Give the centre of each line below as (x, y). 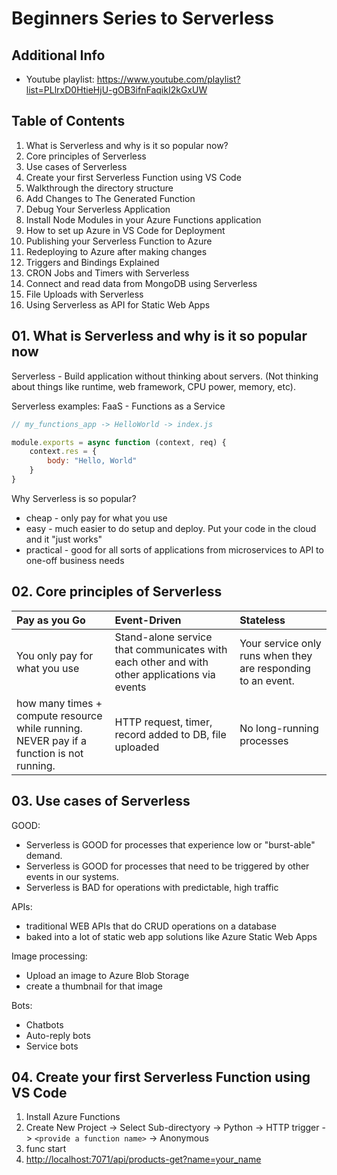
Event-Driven (148, 620)
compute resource (59, 715)
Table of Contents (68, 121)
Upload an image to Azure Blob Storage (107, 975)
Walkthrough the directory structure (99, 188)
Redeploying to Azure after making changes (116, 251)
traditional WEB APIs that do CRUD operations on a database (151, 926)
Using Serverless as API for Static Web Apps (118, 304)
